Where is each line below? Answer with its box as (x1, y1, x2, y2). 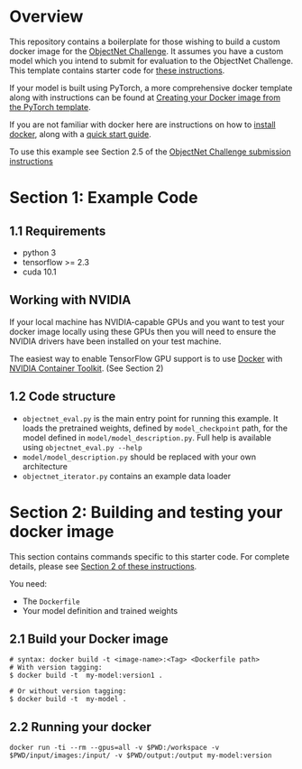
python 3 (22, 246, 57, 258)
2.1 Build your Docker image (9, 631, 169, 646)
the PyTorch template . (9, 101, 92, 112)
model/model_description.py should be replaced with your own (22, 451, 257, 462)
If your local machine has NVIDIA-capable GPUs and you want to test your (9, 316, 286, 327)
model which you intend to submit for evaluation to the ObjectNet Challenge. (9, 55, 294, 66)
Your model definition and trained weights (22, 605, 178, 616)
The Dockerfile (22, 596, 80, 607)
